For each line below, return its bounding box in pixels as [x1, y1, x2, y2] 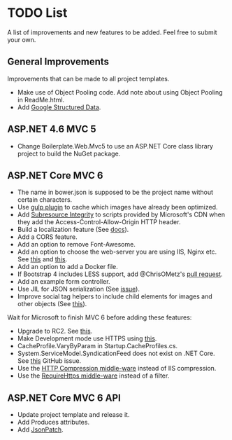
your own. [7, 35, 36, 43]
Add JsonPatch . [17, 425, 64, 434]
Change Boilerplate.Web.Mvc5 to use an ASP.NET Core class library [17, 142, 214, 150]
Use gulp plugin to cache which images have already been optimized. [17, 203, 218, 212]
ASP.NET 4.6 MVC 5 [7, 123, 96, 135]
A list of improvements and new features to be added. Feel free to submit [7, 28, 218, 36]
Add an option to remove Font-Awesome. [17, 240, 136, 249]
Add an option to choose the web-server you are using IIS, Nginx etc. [17, 247, 217, 256]
